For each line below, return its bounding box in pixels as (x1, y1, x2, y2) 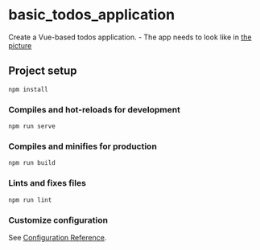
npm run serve (8, 122, 56, 130)
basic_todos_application (8, 6, 175, 24)
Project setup (8, 64, 78, 78)
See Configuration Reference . (8, 232, 107, 242)
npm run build (8, 159, 56, 167)
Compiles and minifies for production (8, 141, 157, 152)
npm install (8, 85, 48, 93)
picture (8, 40, 32, 50)
